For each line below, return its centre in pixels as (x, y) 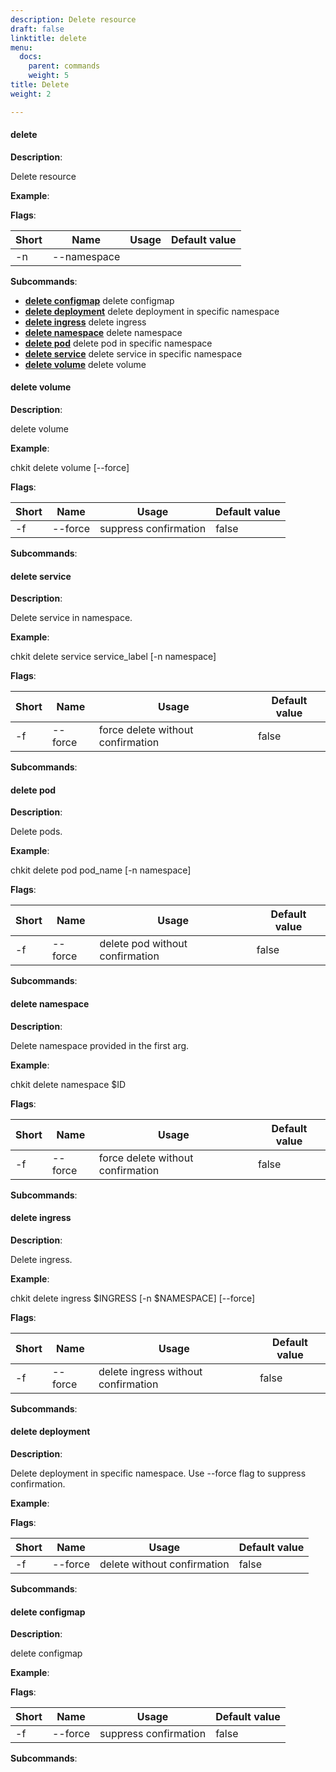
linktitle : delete (48, 38)
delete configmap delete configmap (99, 300)
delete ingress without (150, 1371)
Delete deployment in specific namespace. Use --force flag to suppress (158, 1473)
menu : (21, 47)
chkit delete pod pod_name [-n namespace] (101, 870)
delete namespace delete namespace (103, 332)
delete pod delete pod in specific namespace (118, 343)
